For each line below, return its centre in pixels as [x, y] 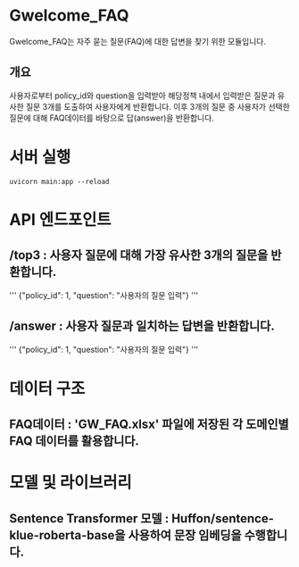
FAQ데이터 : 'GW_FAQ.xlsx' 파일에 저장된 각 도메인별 [149, 425]
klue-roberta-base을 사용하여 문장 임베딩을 [126, 535]
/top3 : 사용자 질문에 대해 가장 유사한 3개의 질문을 [139, 255]
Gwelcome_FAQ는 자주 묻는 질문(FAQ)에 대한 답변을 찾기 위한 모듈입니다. [137, 41]
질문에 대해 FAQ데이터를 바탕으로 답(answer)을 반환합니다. [112, 118]
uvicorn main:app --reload [59, 181]
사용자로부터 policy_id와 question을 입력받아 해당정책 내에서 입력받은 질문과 [142, 96]
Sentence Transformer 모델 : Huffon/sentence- [142, 518]
